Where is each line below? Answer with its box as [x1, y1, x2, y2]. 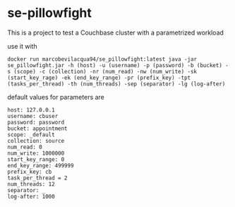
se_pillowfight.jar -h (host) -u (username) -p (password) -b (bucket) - [7, 61, 229, 69]
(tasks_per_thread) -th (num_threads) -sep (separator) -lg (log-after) [7, 80, 226, 88]
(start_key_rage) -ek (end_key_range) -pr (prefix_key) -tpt [7, 74, 191, 81]
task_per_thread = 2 [7, 175, 68, 182]
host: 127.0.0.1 [7, 106, 55, 114]
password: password [7, 119, 65, 126]
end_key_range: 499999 [7, 162, 74, 169]
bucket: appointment [7, 125, 68, 132]
